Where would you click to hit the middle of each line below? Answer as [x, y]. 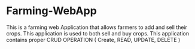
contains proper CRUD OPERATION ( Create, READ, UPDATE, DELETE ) [93, 40]
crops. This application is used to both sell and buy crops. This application [98, 33]
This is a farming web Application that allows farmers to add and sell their [97, 27]
